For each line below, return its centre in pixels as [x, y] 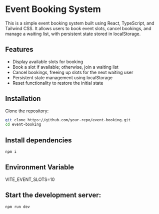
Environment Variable [39, 167]
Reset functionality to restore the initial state [58, 83]
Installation [23, 99]
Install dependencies [38, 140]
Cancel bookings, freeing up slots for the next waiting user [73, 72]
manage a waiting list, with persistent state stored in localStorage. [73, 34]
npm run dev [17, 206]
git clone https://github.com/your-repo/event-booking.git [68, 120]
